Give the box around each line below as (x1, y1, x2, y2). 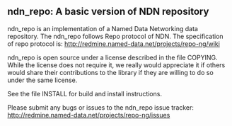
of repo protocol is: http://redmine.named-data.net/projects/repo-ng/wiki (7, 39, 221, 48)
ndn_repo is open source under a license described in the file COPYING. (7, 53, 218, 62)
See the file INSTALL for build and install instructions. (7, 89, 163, 98)
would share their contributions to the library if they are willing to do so (7, 68, 214, 76)
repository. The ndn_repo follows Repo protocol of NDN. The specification (7, 32, 224, 40)
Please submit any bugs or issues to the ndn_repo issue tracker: (7, 103, 195, 112)
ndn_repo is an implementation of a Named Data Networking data (7, 24, 198, 33)
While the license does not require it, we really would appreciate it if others (7, 60, 226, 69)
